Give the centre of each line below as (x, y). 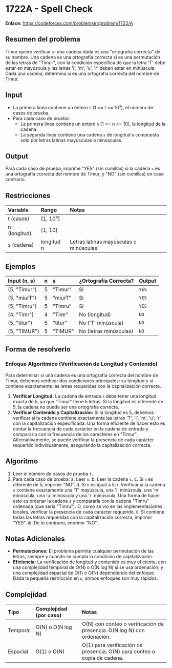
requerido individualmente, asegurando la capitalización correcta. (82, 445)
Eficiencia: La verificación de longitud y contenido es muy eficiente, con (89, 562)
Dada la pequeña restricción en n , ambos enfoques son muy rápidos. (85, 578)
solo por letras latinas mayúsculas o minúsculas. (71, 140)
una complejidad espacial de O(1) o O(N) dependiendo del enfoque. (84, 573)
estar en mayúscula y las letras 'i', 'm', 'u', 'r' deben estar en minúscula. (81, 68)
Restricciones (28, 195)
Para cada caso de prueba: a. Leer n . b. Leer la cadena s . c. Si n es (83, 479)
